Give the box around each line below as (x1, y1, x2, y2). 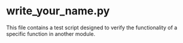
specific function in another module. (6, 30, 96, 37)
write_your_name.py (6, 4, 110, 18)
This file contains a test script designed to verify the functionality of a (6, 24, 178, 31)
